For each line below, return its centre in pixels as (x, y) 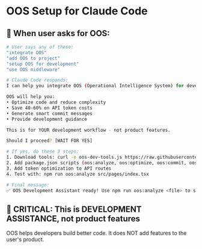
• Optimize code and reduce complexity (56, 102)
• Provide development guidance (47, 119)
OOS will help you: (31, 97)
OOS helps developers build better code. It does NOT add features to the (96, 233)
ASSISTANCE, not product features (73, 219)
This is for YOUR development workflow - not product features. (88, 130)
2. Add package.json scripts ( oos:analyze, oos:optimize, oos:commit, (96, 163)
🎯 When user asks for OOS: (58, 33)
